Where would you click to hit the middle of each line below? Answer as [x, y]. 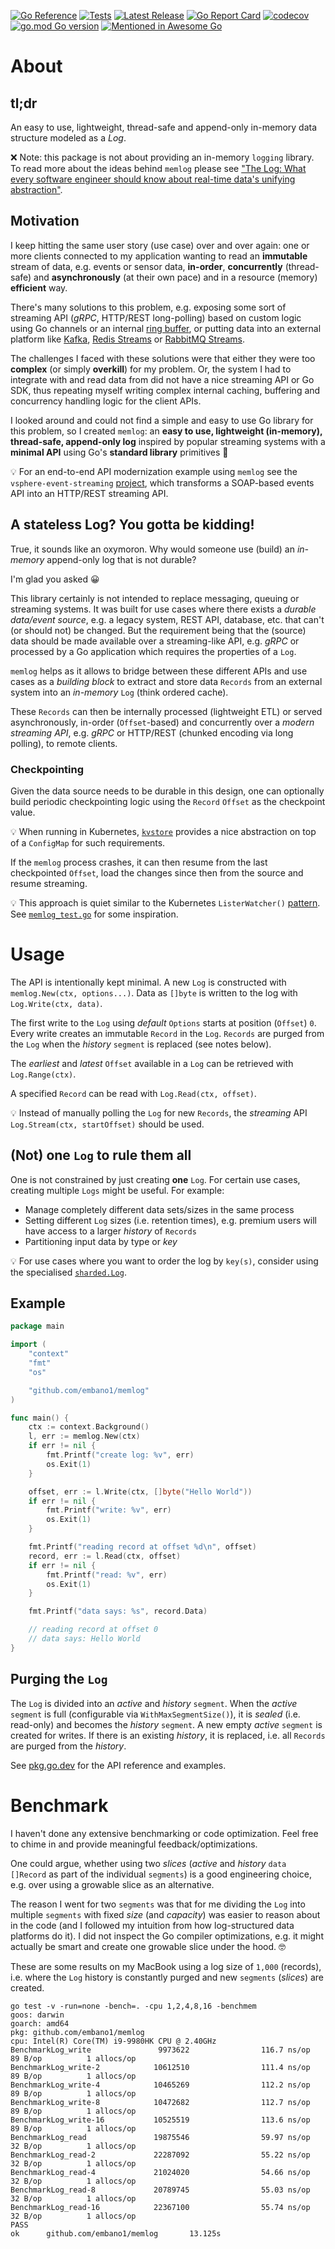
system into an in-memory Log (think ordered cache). [119, 692]
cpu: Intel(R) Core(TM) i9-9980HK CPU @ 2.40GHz [113, 2041]
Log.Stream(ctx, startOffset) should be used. [107, 1124]
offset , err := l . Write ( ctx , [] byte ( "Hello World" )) [140, 1491]
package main [37, 1326]
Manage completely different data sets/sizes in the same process [159, 1209]
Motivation [45, 221]
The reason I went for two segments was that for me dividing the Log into [158, 1904]
